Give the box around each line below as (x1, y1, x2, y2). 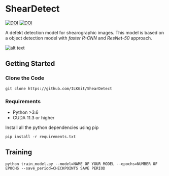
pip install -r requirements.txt (5, 134, 76, 139)
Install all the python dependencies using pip (5, 124, 99, 130)
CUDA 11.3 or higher (12, 114, 55, 120)
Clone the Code (5, 74, 45, 81)
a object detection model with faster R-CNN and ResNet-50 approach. (5, 35, 152, 41)
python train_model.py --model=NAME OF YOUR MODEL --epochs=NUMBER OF (5, 161, 158, 166)
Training (5, 148, 32, 157)
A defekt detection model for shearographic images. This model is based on (5, 29, 164, 35)
